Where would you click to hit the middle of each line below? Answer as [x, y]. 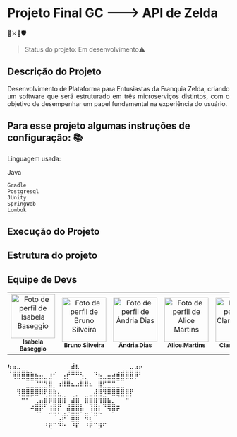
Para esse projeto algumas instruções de [99, 126]
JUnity [17, 197]
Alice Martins [186, 345]
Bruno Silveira [84, 345]
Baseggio [33, 349]
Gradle [17, 185]
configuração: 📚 [45, 138]
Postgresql [23, 191]
